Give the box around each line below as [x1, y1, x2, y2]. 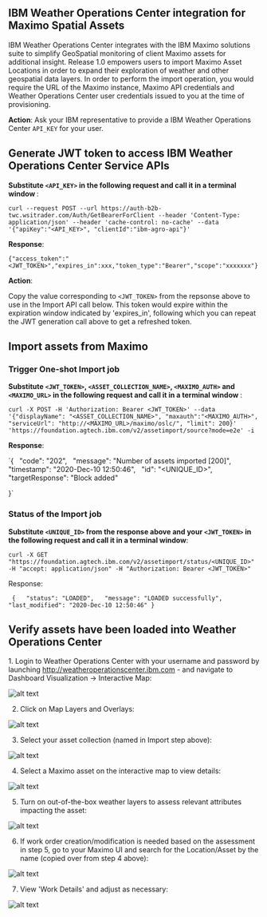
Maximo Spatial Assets [8, 19, 125, 33]
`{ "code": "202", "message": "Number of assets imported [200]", [8, 456, 231, 466]
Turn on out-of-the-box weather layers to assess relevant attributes [19, 797, 241, 807]
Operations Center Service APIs [8, 159, 170, 173]
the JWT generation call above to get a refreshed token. [8, 316, 193, 326]
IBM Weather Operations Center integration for [8, 6, 246, 20]
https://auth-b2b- [100, 204, 162, 212]
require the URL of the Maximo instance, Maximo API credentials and [8, 82, 235, 92]
